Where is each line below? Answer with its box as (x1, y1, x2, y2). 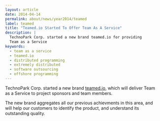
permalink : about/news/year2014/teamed (5, 16, 87, 21)
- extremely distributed (9, 62, 61, 67)
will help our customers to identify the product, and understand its (5, 105, 139, 111)
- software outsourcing (9, 67, 58, 72)
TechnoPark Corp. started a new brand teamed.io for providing (9, 35, 142, 40)
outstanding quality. (5, 110, 45, 116)
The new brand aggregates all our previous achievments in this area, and (5, 100, 153, 106)
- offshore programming (9, 72, 58, 77)
